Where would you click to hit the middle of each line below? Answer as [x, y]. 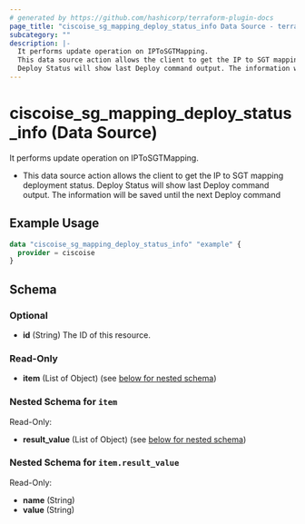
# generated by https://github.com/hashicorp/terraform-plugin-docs [142, 18]
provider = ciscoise [56, 252]
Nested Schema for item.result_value [94, 462]
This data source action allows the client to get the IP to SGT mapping [153, 175]
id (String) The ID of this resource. [87, 335]
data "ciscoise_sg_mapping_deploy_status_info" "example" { [126, 244]
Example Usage [54, 223]
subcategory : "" [40, 35]
